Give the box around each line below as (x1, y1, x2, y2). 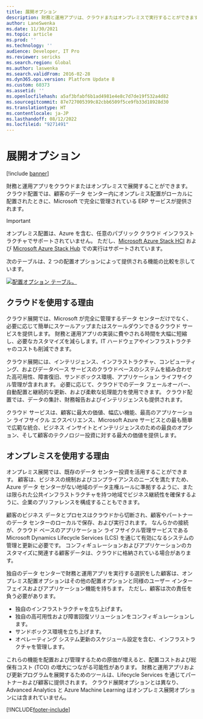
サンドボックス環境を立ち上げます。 (14, 628, 105, 635)
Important (6, 217, 31, 225)
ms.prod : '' (6, 37, 36, 43)
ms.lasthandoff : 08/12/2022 (6, 116, 77, 122)
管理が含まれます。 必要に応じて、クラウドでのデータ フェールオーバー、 (11, 380, 194, 388)
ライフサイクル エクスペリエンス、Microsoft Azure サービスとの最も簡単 (13, 416, 193, 423)
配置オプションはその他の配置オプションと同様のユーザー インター (27, 577, 193, 585)
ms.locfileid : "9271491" (6, 122, 69, 128)
